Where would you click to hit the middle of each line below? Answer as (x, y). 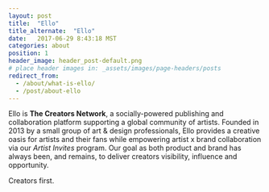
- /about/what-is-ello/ (55, 83)
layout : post (30, 16)
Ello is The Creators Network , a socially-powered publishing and (116, 114)
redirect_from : (34, 76)
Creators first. (31, 181)
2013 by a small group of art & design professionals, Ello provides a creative (134, 131)
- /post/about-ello (48, 91)
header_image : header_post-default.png (75, 61)
